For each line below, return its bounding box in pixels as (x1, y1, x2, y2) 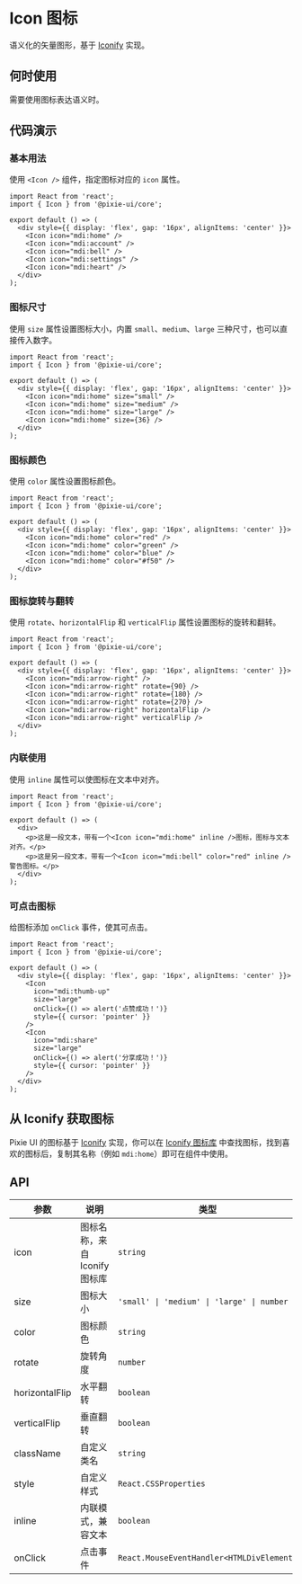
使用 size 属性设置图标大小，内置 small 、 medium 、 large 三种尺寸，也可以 (9, 323, 280, 334)
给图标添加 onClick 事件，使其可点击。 (9, 921, 153, 932)
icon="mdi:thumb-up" (32, 986, 111, 996)
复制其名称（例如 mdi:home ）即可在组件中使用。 (56, 1148, 234, 1159)
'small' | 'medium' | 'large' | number (118, 1296, 289, 1306)
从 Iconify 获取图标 (9, 1111, 114, 1126)
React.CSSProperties (118, 1478, 206, 1489)
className (13, 1446, 61, 1459)
